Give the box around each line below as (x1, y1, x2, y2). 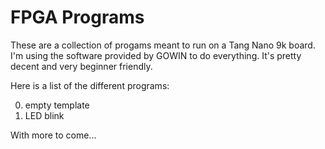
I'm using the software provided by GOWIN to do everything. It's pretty (10, 49, 302, 61)
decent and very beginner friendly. (10, 60, 153, 72)
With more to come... (10, 129, 97, 141)
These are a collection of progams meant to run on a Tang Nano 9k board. (10, 39, 316, 51)
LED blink (24, 109, 65, 121)
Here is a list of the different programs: (10, 79, 170, 91)
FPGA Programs (10, 6, 145, 29)
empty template (24, 99, 90, 111)
